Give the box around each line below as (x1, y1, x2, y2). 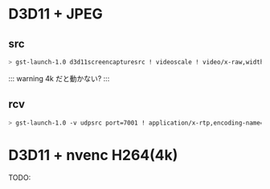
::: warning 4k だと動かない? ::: (8, 73, 110, 83)
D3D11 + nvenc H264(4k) (8, 146, 178, 164)
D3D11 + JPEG (8, 5, 103, 23)
